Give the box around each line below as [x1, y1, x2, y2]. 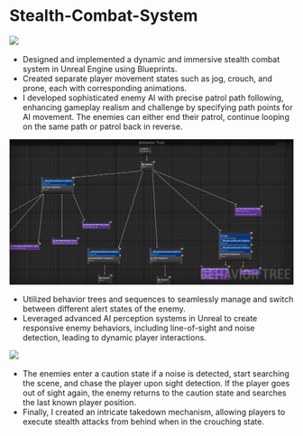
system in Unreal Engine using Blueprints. [22, 63, 178, 74]
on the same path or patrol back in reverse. [22, 121, 183, 132]
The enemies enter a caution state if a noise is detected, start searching [22, 368, 290, 379]
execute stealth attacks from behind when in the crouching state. [22, 416, 264, 427]
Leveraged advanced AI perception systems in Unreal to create [22, 313, 258, 324]
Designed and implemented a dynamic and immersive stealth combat [22, 53, 280, 64]
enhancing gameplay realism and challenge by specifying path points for [22, 101, 293, 113]
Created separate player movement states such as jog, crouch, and [22, 73, 272, 84]
